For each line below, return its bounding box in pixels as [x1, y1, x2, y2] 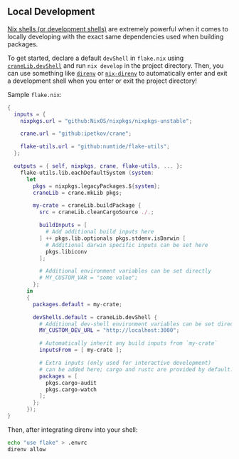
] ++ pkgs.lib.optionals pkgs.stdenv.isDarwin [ [38, 235, 186, 242]
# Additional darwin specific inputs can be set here [45, 241, 208, 248]
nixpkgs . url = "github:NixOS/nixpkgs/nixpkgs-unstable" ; [20, 117, 193, 124]
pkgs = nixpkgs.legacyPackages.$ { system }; [33, 182, 161, 190]
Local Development [7, 6, 95, 18]
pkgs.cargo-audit [45, 379, 97, 386]
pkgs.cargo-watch [45, 385, 97, 393]
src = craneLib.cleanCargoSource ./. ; [38, 208, 154, 216]
